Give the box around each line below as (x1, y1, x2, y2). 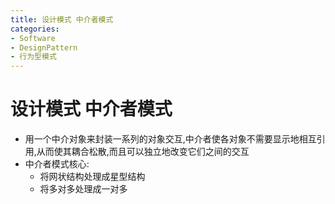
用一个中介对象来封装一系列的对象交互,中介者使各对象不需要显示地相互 (24, 133, 317, 145)
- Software (10, 33, 56, 43)
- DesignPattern (10, 42, 78, 53)
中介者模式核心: (24, 158, 90, 170)
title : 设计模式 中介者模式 (10, 14, 114, 25)
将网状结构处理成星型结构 (39, 171, 146, 183)
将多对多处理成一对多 (39, 183, 128, 195)
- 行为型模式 (10, 52, 57, 62)
